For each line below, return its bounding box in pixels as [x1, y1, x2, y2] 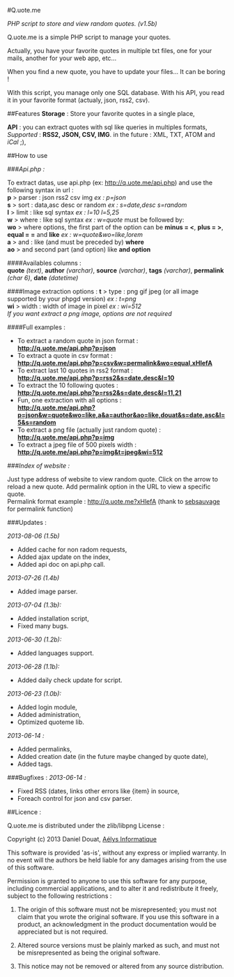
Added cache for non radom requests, [17, 545, 127, 553]
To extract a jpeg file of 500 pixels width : [17, 440, 137, 449]
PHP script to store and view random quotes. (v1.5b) [7, 20, 158, 27]
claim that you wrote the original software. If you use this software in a [17, 913, 219, 921]
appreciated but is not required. [17, 927, 108, 936]
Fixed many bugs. [17, 622, 69, 630]
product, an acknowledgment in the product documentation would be [17, 920, 217, 928]
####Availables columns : [7, 259, 81, 267]
